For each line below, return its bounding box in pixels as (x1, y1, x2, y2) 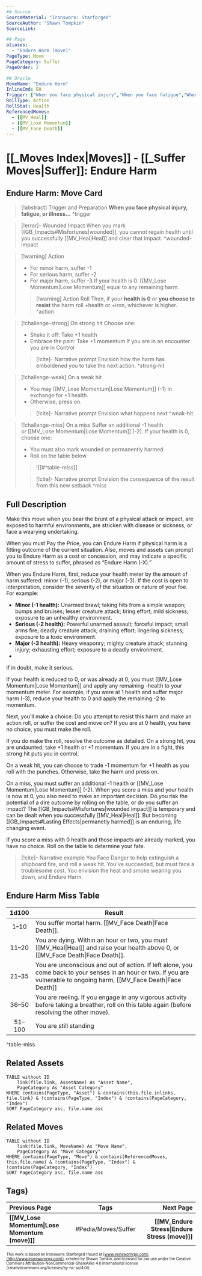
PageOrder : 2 (6, 64, 39, 70)
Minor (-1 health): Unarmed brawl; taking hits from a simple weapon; (14, 602, 186, 609)
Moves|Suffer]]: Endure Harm (6, 164, 158, 178)
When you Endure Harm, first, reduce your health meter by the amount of (6, 570, 188, 578)
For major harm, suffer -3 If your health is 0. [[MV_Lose (29, 277, 167, 284)
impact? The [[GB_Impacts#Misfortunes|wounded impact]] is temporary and (6, 805, 195, 813)
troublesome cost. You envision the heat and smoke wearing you (20, 867, 182, 875)
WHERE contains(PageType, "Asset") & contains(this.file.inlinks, (6, 1090, 176, 1096)
